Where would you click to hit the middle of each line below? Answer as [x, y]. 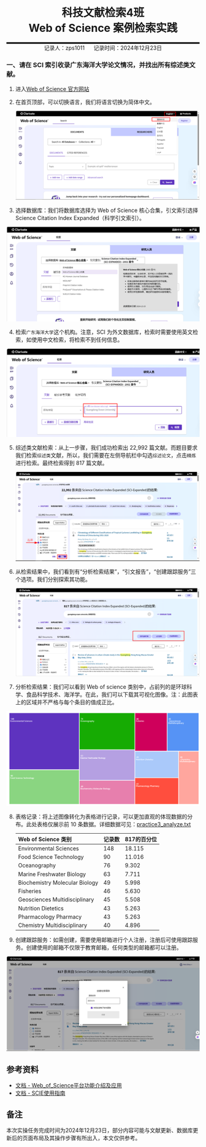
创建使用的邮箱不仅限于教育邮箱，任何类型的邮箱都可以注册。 [104, 947]
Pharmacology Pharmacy [50, 917]
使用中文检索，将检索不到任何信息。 [77, 339]
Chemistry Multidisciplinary [53, 925]
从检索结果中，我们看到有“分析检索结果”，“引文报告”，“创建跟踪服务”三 [105, 572]
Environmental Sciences [48, 848]
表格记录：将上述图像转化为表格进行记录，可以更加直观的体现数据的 [101, 816]
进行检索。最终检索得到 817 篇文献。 [61, 463]
